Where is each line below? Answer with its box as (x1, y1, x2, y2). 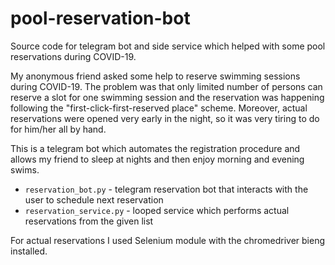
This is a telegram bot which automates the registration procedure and (10, 142, 301, 154)
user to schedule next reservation (24, 193, 164, 206)
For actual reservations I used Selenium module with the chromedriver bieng (10, 234, 326, 246)
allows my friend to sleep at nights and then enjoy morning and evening (10, 153, 305, 165)
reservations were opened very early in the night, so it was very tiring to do (10, 112, 320, 124)
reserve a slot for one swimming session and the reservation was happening (10, 91, 325, 103)
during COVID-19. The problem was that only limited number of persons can (10, 80, 323, 92)
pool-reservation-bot (10, 7, 191, 30)
